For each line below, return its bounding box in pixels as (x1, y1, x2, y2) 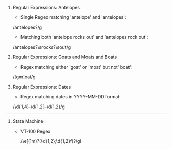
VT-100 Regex (20, 128, 51, 134)
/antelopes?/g (12, 24, 42, 30)
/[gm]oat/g (12, 74, 36, 80)
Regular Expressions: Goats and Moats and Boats (12, 54, 117, 60)
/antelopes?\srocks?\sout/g (12, 44, 71, 50)
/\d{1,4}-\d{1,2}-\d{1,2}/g (12, 103, 65, 110)
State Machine (12, 118, 44, 124)
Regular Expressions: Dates (12, 84, 71, 90)
